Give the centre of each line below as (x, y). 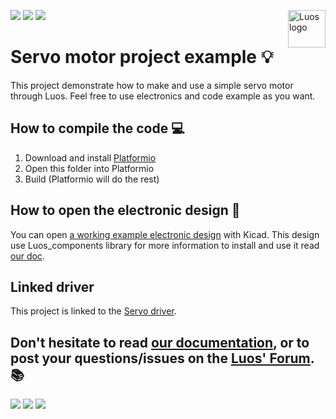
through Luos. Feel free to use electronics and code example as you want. (163, 96)
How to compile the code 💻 (97, 128)
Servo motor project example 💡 (142, 57)
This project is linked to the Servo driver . (93, 311)
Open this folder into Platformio (89, 168)
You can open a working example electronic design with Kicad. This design (165, 234)
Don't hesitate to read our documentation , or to (160, 342)
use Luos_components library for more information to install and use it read (165, 245)
